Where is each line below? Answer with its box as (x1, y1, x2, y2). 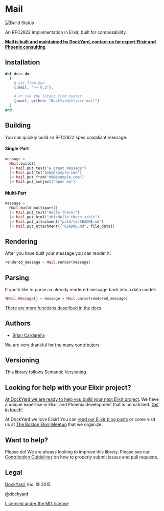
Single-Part (5, 146, 29, 151)
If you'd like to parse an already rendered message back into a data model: (5, 286, 156, 292)
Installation (5, 58, 40, 67)
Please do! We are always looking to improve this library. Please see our (5, 449, 150, 455)
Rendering (5, 237, 38, 245)
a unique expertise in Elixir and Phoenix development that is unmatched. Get (5, 402, 159, 408)
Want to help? (5, 436, 48, 444)
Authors (5, 319, 31, 328)
